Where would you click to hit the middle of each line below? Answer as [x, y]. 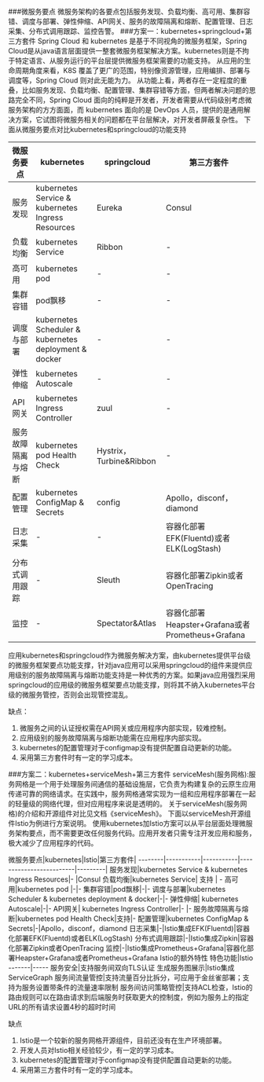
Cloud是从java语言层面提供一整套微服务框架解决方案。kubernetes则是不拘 [129, 51]
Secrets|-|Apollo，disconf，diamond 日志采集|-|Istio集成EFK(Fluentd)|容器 [129, 928]
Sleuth [108, 580]
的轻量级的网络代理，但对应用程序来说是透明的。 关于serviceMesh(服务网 [128, 803]
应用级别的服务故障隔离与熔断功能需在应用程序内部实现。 [112, 738]
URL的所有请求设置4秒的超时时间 [62, 1007]
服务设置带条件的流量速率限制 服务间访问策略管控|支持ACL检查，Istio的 [137, 987]
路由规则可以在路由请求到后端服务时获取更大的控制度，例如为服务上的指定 [128, 997]
